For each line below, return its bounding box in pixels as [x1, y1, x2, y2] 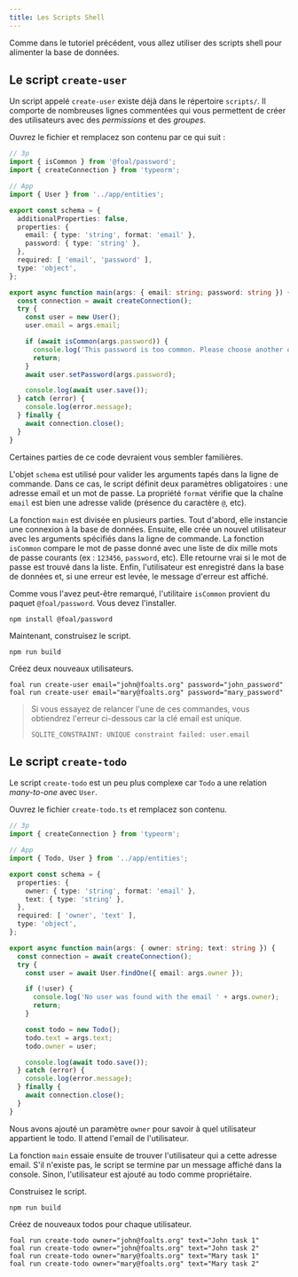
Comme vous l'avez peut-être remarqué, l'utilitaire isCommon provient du [9, 587, 271, 599]
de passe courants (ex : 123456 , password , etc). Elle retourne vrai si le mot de [9, 552, 286, 563]
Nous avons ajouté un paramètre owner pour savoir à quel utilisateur [9, 1123, 256, 1134]
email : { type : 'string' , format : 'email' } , [25, 231, 197, 240]
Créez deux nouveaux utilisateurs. [9, 663, 135, 674]
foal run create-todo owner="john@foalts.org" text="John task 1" [9, 1235, 260, 1245]
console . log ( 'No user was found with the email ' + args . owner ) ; [32, 993, 279, 1002]
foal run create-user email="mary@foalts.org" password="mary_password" [9, 688, 284, 697]
